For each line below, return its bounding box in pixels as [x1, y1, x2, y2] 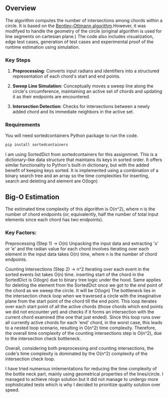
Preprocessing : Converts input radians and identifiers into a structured [12, 68, 159, 74]
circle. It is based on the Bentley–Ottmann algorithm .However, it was [5, 23, 146, 29]
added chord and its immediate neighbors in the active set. [12, 109, 134, 115]
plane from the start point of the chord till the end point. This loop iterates [5, 298, 157, 304]
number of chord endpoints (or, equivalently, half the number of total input [5, 211, 159, 217]
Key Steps [5, 56, 31, 63]
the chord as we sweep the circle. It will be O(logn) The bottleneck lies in [5, 288, 156, 294]
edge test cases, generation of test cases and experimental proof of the [5, 39, 154, 45]
